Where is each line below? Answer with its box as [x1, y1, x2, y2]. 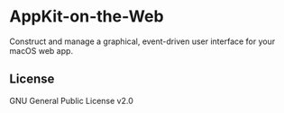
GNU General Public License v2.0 [9, 95, 133, 106]
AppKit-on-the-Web [9, 6, 164, 27]
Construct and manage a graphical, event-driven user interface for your [9, 36, 276, 47]
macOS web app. [9, 45, 74, 56]
